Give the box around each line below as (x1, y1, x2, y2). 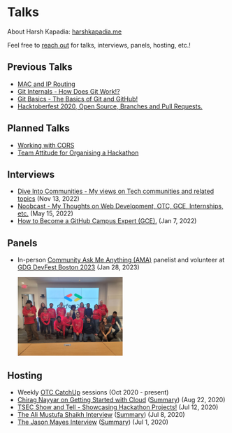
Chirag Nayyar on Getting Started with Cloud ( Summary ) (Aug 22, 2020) (17, 396, 226, 404)
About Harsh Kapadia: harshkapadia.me (7, 27, 122, 36)
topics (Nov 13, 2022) (17, 194, 80, 203)
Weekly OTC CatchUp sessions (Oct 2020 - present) (17, 388, 169, 397)
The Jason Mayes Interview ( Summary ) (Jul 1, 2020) (17, 418, 169, 427)
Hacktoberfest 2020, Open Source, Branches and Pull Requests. (17, 102, 203, 111)
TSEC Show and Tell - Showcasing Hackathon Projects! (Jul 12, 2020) (17, 403, 219, 411)
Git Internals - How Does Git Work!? (17, 87, 120, 95)
